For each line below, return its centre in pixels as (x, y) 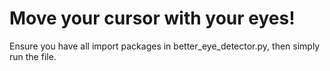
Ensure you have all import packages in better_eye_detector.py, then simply (165, 46)
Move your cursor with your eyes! (152, 18)
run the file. (33, 56)
